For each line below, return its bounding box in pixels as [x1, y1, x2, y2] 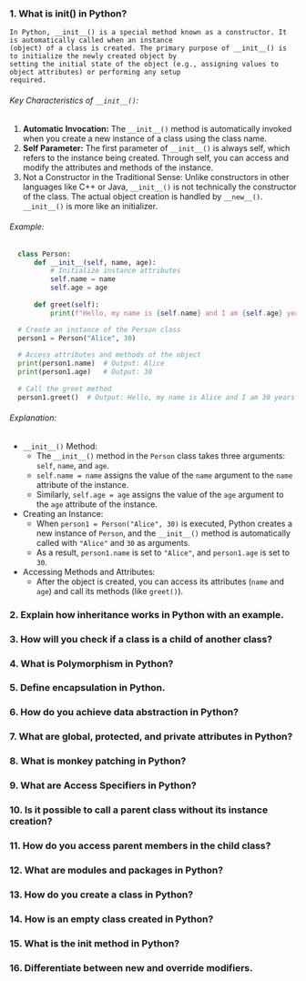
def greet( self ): [33, 299, 100, 309]
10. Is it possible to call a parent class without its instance [9, 804, 269, 816]
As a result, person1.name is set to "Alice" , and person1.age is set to [36, 547, 290, 558]
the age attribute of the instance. [36, 499, 158, 510]
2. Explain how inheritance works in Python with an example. [9, 608, 284, 621]
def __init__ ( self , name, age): [33, 258, 157, 267]
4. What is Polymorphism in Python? [9, 657, 174, 670]
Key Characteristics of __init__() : [9, 95, 139, 106]
